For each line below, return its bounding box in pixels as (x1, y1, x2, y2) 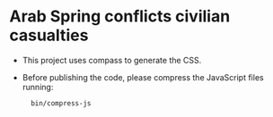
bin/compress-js (31, 98, 92, 108)
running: (22, 81, 54, 92)
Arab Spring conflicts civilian (9, 6, 231, 27)
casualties (9, 25, 89, 46)
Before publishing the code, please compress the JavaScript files (22, 71, 264, 82)
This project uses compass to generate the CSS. (22, 54, 202, 65)
